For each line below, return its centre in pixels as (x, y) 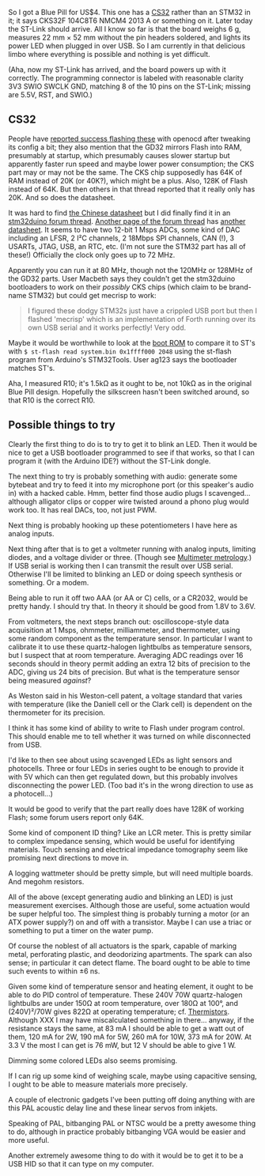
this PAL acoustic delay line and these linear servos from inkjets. (113, 1108)
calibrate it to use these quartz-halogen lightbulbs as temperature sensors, (130, 647)
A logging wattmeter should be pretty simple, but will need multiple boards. (131, 873)
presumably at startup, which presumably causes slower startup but (119, 155)
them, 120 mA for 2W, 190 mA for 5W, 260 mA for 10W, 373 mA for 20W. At (130, 1037)
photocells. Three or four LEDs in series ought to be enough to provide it (126, 768)
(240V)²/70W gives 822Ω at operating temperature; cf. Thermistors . (119, 1012)
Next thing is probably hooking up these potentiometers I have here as (123, 525)
